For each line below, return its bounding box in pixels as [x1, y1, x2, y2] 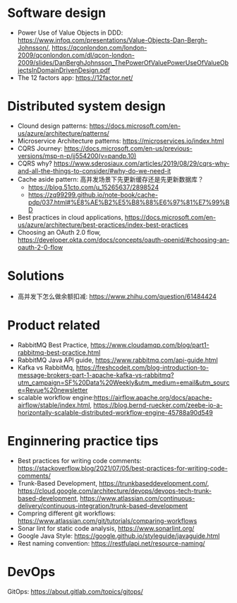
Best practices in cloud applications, [17, 213, 123, 221]
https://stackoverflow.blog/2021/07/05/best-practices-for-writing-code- [17, 464, 228, 472]
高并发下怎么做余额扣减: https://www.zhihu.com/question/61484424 [17, 292, 217, 300]
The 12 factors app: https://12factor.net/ [17, 73, 133, 82]
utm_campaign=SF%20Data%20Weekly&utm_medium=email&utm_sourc [17, 378, 230, 387]
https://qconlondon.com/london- [51, 43, 147, 52]
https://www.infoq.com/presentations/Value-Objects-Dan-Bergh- [17, 35, 208, 44]
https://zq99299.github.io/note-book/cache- [28, 190, 159, 199]
